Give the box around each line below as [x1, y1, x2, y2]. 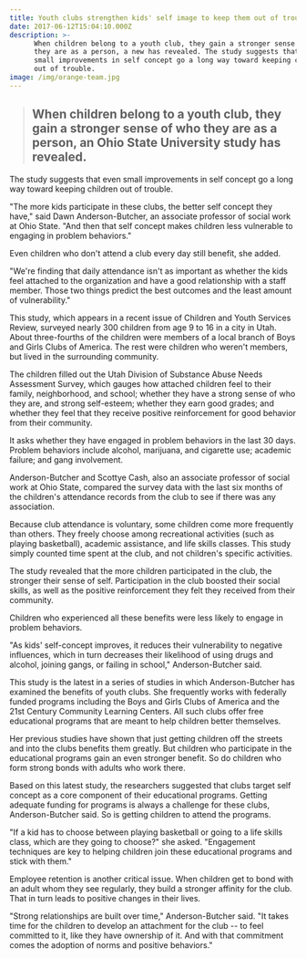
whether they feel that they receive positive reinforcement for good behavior [9, 407, 297, 418]
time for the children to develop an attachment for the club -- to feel [9, 920, 264, 931]
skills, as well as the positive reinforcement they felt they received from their [9, 585, 296, 596]
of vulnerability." [9, 294, 71, 306]
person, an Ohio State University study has [31, 135, 281, 151]
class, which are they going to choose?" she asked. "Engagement [9, 836, 256, 847]
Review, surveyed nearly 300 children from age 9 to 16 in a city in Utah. [9, 321, 277, 333]
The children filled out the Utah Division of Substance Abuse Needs [9, 369, 263, 380]
